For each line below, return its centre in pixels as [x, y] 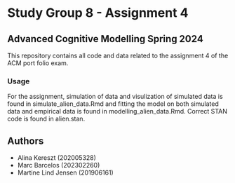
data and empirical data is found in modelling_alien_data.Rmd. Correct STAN [117, 111]
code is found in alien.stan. [46, 119]
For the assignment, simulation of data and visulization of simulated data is [115, 97]
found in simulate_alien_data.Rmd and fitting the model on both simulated [113, 104]
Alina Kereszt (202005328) [57, 158]
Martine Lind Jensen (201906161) [65, 172]
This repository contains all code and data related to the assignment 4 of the [118, 55]
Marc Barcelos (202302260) [59, 165]
